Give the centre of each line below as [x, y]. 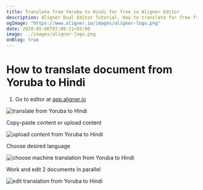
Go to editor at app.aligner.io [50, 99]
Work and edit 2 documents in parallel [53, 169]
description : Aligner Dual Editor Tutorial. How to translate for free [98, 17]
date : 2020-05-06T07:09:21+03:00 [48, 29]
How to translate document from [89, 70]
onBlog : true [23, 40]
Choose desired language [38, 146]
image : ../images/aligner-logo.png [51, 34]
